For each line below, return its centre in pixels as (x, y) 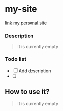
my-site (21, 9)
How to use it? (27, 91)
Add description (35, 71)
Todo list (16, 59)
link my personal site (26, 23)
